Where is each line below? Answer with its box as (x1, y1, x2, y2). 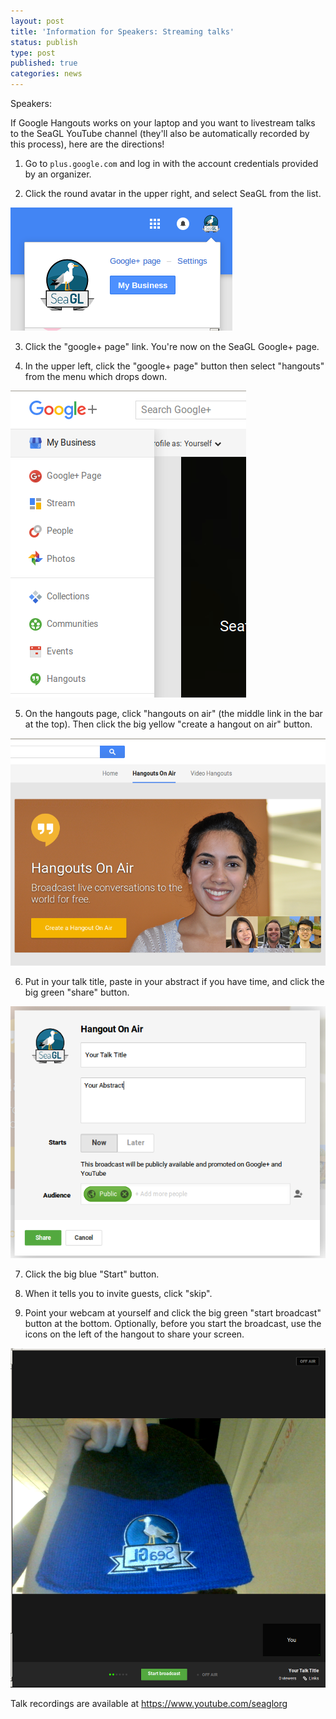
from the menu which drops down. (24, 371, 168, 382)
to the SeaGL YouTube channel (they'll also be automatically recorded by (10, 128, 310, 139)
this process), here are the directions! (10, 138, 165, 150)
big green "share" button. (24, 986, 130, 998)
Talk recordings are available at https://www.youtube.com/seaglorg (10, 1698, 288, 1710)
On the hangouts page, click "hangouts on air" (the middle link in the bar (24, 708, 323, 719)
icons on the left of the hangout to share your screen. (24, 1328, 245, 1340)
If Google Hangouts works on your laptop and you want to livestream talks (10, 117, 316, 129)
